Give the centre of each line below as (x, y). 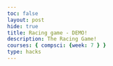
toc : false (23, 13)
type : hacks (24, 52)
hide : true (23, 26)
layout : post (26, 20)
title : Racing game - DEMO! (48, 33)
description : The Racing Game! (52, 39)
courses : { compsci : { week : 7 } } (57, 45)
